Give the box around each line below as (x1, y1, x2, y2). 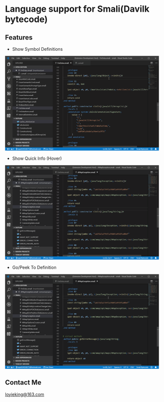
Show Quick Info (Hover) (12, 155, 62, 161)
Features (5, 33, 33, 42)
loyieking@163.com (5, 391, 44, 397)
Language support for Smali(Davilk (5, 3, 150, 15)
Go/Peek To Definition (12, 265, 57, 271)
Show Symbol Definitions (12, 46, 63, 52)
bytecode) (5, 14, 48, 25)
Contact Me (5, 379, 41, 387)
